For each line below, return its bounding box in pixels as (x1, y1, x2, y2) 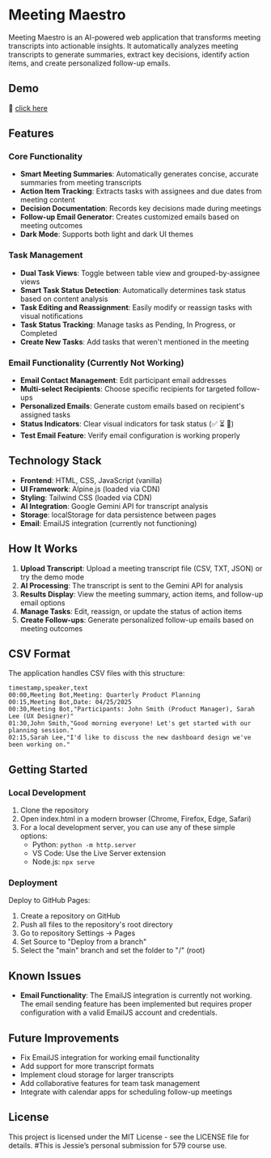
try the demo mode (19, 572, 85, 582)
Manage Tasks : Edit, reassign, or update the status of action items (19, 606, 243, 616)
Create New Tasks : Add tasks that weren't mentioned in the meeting (19, 337, 249, 346)
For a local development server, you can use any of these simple (19, 823, 236, 833)
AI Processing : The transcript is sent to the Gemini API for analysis (19, 580, 243, 590)
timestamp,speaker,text (8, 684, 89, 693)
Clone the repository (19, 805, 89, 815)
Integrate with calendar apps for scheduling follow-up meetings (19, 1087, 233, 1097)
